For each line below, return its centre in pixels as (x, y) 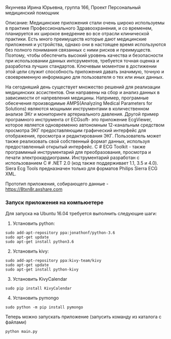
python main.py (21, 332)
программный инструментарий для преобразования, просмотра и (78, 152)
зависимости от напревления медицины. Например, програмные (77, 98)
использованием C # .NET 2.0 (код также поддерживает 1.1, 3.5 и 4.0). (82, 163)
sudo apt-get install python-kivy (42, 270)
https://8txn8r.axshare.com (34, 189)
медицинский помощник (32, 13)
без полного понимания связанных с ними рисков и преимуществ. (78, 50)
